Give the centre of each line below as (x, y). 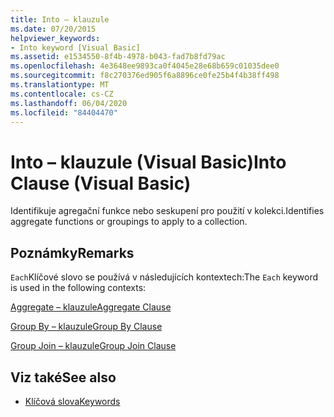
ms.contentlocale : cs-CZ (62, 94)
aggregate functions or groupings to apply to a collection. (129, 222)
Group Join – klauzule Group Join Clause (93, 346)
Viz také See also (63, 377)
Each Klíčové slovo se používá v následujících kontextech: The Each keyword (164, 277)
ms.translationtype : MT (60, 85)
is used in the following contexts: (78, 288)
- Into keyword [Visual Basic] (75, 47)
